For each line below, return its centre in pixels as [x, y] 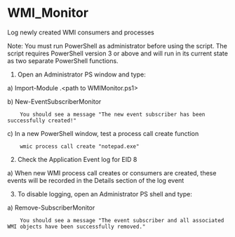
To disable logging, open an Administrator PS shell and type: [105, 194]
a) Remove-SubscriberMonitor [51, 208]
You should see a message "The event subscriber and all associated [122, 220]
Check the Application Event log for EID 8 [77, 159]
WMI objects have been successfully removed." [76, 226]
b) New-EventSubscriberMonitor [54, 101]
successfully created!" [42, 121]
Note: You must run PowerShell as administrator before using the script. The [117, 46]
